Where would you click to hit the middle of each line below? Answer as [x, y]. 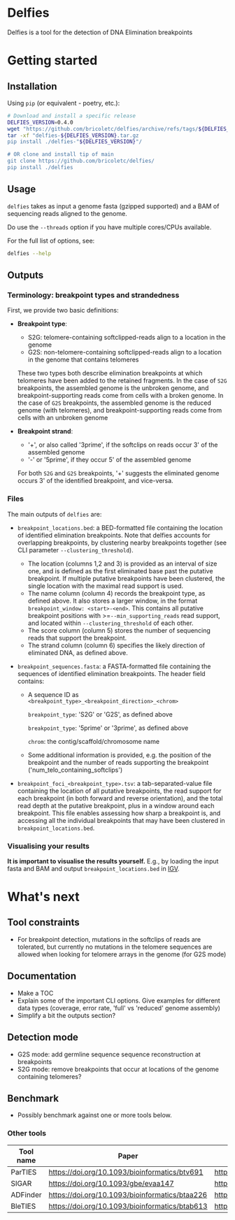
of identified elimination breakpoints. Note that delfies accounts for [114, 535]
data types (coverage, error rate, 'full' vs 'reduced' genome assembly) [119, 1007]
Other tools [27, 1133]
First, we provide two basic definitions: [63, 310]
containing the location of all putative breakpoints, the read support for [119, 791]
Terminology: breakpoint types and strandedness [93, 295]
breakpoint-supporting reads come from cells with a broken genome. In [120, 396]
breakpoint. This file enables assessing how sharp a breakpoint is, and [119, 813]
